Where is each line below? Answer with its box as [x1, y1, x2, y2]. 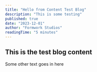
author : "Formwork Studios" [5, 25, 63, 30]
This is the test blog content [5, 48, 92, 56]
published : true [5, 16, 38, 21]
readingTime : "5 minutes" [5, 30, 58, 35]
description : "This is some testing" [5, 12, 82, 17]
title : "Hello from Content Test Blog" [5, 7, 87, 12]
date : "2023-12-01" [5, 21, 45, 26]
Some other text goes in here [5, 61, 64, 67]
